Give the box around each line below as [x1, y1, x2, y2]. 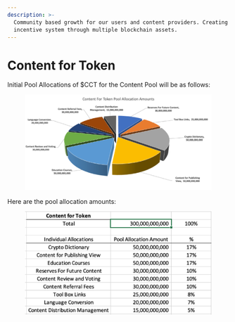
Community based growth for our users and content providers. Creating [13, 18, 229, 26]
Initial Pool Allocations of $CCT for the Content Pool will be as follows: [7, 81, 211, 89]
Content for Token [7, 57, 116, 73]
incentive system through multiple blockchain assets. [13, 26, 178, 33]
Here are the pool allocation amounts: [7, 197, 116, 205]
